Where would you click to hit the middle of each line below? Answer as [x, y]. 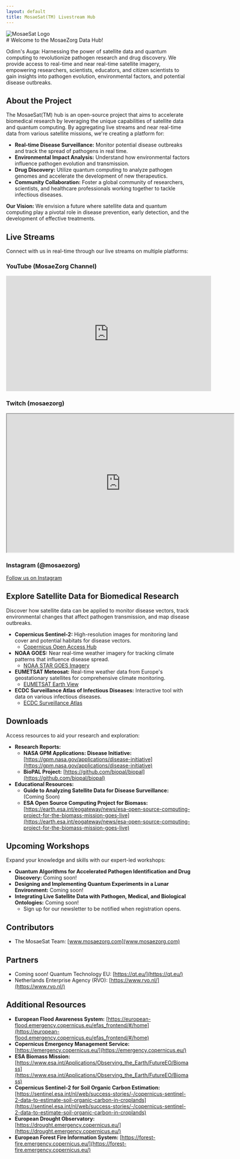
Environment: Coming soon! [49, 890]
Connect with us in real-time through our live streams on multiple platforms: [97, 251]
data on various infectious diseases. [58, 696]
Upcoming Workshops [48, 846]
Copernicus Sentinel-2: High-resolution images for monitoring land [96, 634]
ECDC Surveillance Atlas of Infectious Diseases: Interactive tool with [99, 690]
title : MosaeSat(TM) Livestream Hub [51, 17]
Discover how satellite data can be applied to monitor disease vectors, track [97, 610]
